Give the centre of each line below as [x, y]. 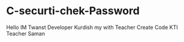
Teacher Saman [25, 33]
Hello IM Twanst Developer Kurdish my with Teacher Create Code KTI [92, 27]
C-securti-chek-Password [73, 11]
